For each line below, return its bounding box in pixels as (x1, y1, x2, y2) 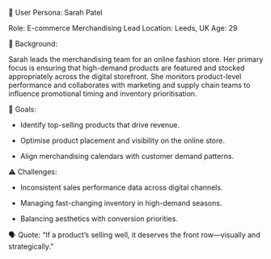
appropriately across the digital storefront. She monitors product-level (8, 72, 242, 81)
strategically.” (8, 242, 54, 251)
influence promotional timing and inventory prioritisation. (8, 89, 197, 98)
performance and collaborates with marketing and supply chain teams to (8, 81, 251, 90)
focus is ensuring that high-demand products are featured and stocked (8, 63, 245, 73)
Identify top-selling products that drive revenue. (19, 120, 180, 129)
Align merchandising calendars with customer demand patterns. (19, 152, 235, 161)
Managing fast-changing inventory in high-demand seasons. (19, 198, 222, 207)
